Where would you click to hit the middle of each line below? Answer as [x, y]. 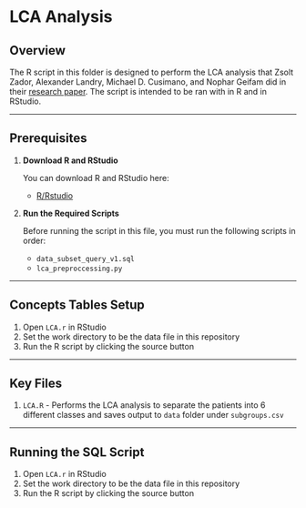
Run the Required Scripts [71, 213]
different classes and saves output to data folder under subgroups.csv [153, 415]
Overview [38, 51]
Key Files [36, 384]
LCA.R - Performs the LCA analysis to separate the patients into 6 [144, 405]
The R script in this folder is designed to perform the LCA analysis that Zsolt [152, 72]
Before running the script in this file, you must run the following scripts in [159, 230]
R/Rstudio [55, 195]
